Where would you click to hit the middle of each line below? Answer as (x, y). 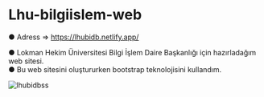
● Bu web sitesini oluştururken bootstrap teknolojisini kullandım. (115, 69)
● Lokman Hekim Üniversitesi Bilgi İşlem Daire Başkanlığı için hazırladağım (132, 52)
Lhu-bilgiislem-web (75, 15)
